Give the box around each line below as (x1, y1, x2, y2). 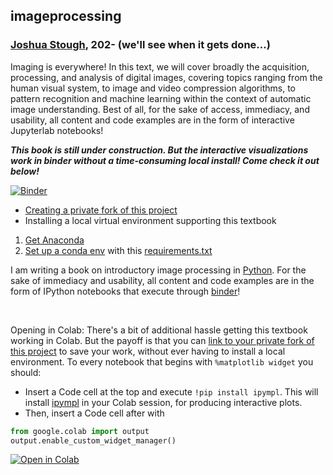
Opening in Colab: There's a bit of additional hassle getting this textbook (10, 324, 308, 336)
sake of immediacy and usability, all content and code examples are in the (10, 274, 315, 286)
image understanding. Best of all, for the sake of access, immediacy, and (10, 103, 310, 115)
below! (10, 165, 40, 177)
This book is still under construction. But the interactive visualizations (10, 144, 309, 156)
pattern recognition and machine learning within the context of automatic (10, 92, 312, 104)
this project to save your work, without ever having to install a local (10, 345, 286, 357)
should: (10, 366, 42, 378)
